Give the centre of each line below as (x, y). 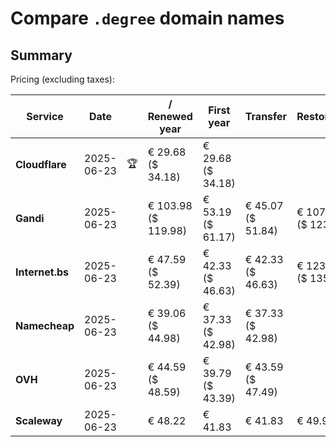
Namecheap (45, 325)
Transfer (266, 116)
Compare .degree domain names (147, 18)
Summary (41, 55)
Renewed (170, 116)
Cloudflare (41, 164)
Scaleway (39, 420)
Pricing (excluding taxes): (63, 79)
